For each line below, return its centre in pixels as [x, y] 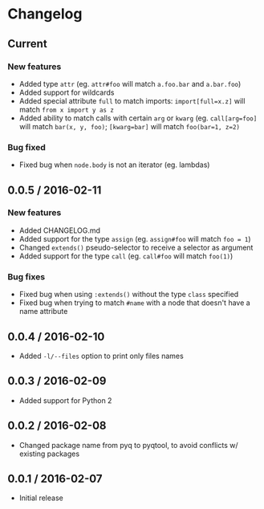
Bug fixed [26, 147]
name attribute [43, 312]
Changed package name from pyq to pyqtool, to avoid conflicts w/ [128, 445]
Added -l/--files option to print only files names [101, 356]
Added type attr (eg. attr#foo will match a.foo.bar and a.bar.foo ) [130, 83]
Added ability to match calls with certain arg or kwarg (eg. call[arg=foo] [138, 118]
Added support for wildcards [67, 92]
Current [27, 44]
